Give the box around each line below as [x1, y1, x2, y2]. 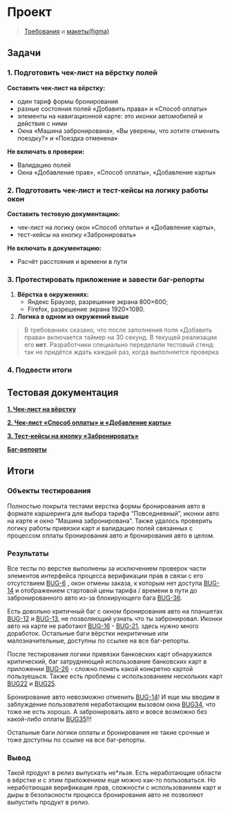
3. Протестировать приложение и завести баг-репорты [7, 274, 204, 284]
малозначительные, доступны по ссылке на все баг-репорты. [7, 636, 191, 645]
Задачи [7, 47, 41, 59]
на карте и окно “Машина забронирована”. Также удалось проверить [7, 517, 213, 525]
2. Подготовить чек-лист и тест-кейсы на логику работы [7, 185, 209, 195]
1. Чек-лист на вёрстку [7, 404, 77, 413]
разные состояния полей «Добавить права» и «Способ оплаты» [17, 105, 208, 113]
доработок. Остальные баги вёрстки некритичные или [7, 629, 169, 637]
